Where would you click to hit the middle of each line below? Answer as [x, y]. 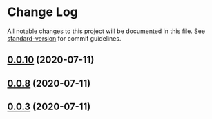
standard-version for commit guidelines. [64, 38]
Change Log [42, 12]
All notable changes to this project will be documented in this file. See [106, 31]
